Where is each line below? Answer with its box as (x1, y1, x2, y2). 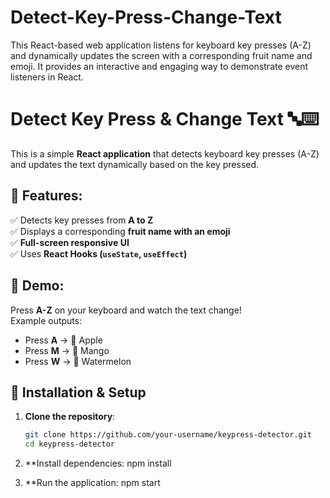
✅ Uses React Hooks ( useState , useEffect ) (10, 247, 188, 260)
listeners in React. (10, 71, 84, 83)
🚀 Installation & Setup (10, 384, 147, 401)
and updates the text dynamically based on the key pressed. (10, 158, 260, 170)
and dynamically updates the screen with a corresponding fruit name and (10, 49, 313, 61)
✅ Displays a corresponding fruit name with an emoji (10, 225, 231, 237)
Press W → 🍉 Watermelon (24, 355, 132, 367)
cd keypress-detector (24, 439, 115, 450)
